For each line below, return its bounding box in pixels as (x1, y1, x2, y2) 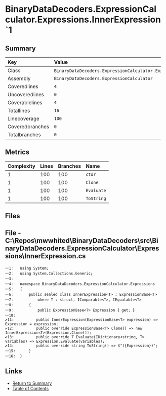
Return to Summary (12, 380, 52, 386)
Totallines (7, 107, 30, 114)
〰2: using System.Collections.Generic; (5, 271, 93, 276)
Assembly (7, 75, 31, 82)
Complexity (7, 162, 36, 169)
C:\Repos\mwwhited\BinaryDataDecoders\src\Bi (5, 236, 159, 245)
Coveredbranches (7, 123, 49, 130)
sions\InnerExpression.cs (5, 252, 86, 260)
